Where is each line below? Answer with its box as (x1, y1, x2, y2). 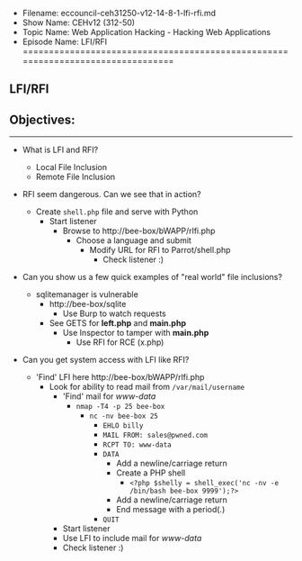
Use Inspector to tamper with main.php (62, 328, 209, 339)
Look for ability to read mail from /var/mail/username (49, 382, 245, 393)
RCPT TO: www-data (102, 440, 173, 449)
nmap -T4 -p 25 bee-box (75, 403, 165, 412)
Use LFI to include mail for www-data (62, 533, 202, 544)
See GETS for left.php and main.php (49, 318, 187, 329)
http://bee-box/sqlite (49, 299, 127, 310)
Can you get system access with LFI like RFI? (22, 355, 190, 366)
